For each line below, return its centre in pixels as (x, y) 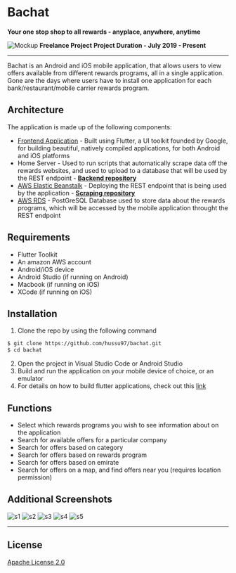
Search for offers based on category (70, 447)
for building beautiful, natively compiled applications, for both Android (118, 148)
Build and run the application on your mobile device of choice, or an (116, 371)
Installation (32, 314)
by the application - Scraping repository (76, 193)
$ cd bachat (25, 350)
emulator (30, 379)
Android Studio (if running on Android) (73, 277)
